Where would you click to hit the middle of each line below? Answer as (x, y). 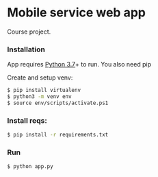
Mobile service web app (76, 13)
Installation (26, 49)
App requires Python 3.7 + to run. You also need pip (79, 64)
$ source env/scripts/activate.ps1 (58, 103)
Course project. (29, 32)
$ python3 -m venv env (39, 97)
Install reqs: (27, 120)
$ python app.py (30, 167)
